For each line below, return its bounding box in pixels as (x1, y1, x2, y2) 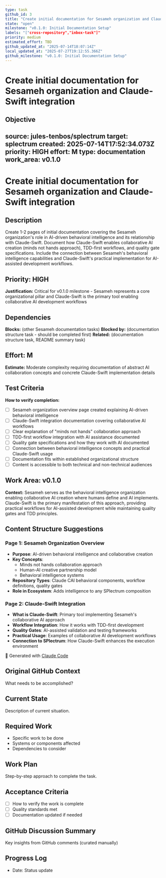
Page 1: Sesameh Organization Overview (5, 540, 105, 547)
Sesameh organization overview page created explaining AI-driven (12, 407, 148, 413)
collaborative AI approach (12, 616, 65, 622)
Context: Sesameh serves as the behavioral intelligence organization (5, 489, 146, 495)
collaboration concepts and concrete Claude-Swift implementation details (5, 370, 155, 376)
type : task (5, 7, 28, 12)
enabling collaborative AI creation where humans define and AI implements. (5, 494, 159, 500)
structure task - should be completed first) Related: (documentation (5, 331, 144, 337)
